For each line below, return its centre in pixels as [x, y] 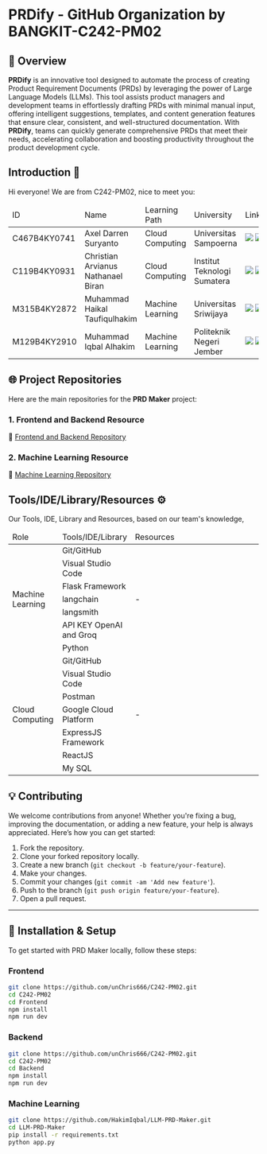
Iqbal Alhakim [110, 346]
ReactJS [78, 756]
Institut [207, 261]
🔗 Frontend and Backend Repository [67, 437]
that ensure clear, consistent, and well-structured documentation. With [124, 122]
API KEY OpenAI [93, 625]
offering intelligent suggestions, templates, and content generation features [132, 114]
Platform [78, 720]
